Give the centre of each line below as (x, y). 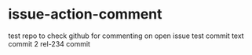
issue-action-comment (85, 14)
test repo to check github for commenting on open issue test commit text (126, 36)
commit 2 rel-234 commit (49, 43)
